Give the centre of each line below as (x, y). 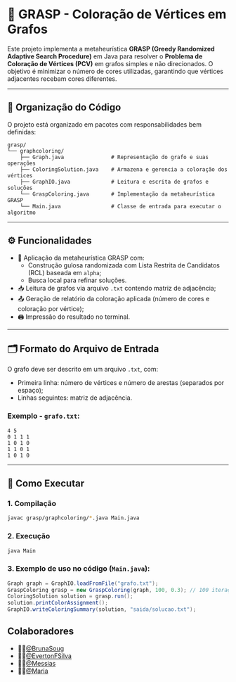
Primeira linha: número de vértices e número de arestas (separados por (121, 383)
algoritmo (22, 213)
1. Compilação (32, 503)
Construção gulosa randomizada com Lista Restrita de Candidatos (124, 265)
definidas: (22, 132)
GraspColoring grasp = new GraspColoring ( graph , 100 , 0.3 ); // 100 (108, 590)
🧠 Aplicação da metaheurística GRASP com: (81, 258)
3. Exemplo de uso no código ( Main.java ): (79, 569)
